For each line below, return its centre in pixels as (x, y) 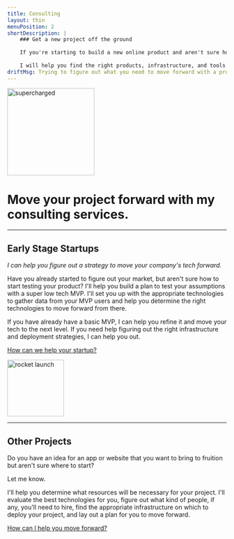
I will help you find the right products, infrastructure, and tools (123, 65)
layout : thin (26, 20)
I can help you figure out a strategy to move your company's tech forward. (115, 265)
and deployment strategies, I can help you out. (74, 337)
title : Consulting (34, 14)
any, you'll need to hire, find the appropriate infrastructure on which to (108, 507)
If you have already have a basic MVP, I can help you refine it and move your (117, 322)
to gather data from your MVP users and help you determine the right (107, 301)
